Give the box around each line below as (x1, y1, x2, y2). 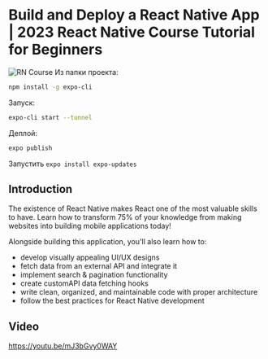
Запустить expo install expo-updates (8, 159, 137, 169)
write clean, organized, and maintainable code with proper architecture (19, 287, 258, 297)
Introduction (8, 182, 73, 196)
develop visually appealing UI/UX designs (19, 252, 160, 262)
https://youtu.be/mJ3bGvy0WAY (8, 341, 118, 351)
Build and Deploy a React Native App (8, 6, 260, 24)
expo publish (8, 144, 53, 152)
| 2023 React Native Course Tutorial (8, 23, 256, 42)
